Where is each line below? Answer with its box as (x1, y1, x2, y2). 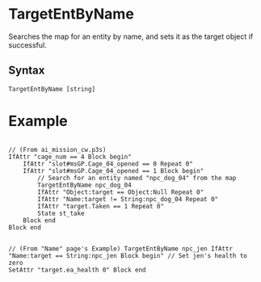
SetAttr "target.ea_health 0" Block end (8, 266, 147, 274)
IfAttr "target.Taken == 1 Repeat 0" (37, 202, 164, 210)
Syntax (8, 64, 45, 78)
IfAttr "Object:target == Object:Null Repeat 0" (37, 187, 204, 196)
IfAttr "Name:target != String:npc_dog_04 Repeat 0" (37, 195, 219, 203)
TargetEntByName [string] (8, 85, 95, 93)
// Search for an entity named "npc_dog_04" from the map (37, 174, 237, 182)
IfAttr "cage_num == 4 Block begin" (8, 153, 132, 161)
